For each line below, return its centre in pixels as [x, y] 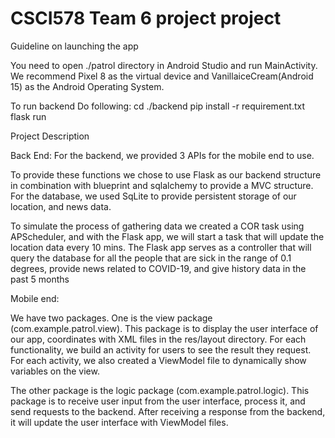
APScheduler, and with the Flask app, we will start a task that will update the [167, 236]
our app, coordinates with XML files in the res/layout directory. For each [158, 339]
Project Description [50, 136]
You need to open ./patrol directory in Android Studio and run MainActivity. [164, 65]
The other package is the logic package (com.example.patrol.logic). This [160, 390]
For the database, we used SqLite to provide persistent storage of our [153, 196]
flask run [28, 116]
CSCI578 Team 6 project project [146, 18]
